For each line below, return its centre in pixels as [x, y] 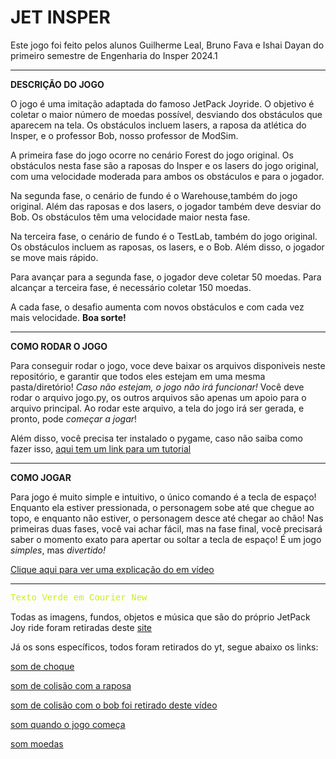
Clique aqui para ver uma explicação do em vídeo [112, 569]
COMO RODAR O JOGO [59, 346]
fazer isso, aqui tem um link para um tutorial [101, 448]
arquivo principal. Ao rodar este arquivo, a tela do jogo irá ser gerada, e [157, 408]
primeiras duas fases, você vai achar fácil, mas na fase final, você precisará [166, 528]
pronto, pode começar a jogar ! [74, 418]
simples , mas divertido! [58, 550]
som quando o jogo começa [68, 724]
